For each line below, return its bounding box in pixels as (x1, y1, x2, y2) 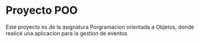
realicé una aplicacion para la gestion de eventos (5, 29, 127, 36)
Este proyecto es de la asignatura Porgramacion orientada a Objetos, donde (5, 23, 195, 30)
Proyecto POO (5, 4, 78, 17)
